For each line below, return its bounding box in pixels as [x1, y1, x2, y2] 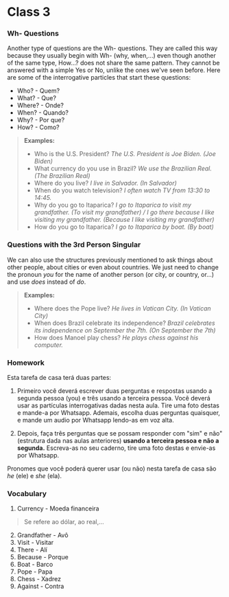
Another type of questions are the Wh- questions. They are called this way [7, 44, 218, 52]
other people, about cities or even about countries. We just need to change [7, 262, 219, 271]
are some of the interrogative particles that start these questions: [7, 74, 191, 82]
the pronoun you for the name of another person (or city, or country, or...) [7, 270, 215, 278]
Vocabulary [7, 489, 47, 498]
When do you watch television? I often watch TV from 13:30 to [34, 186, 210, 194]
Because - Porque [16, 553, 69, 561]
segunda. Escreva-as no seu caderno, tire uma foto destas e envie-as [16, 444, 216, 452]
